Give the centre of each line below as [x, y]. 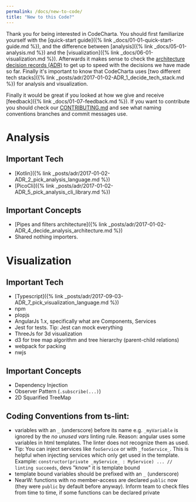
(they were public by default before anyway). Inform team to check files [102, 486]
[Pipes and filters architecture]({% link [61, 224]
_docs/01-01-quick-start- [143, 40]
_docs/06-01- [137, 52]
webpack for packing [40, 346]
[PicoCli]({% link [34, 186]
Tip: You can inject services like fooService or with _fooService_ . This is [102, 449]
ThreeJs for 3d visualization [48, 334]
